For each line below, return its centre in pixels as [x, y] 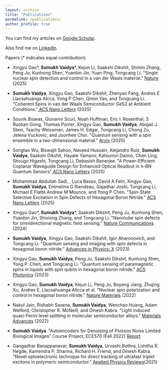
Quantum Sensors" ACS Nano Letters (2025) [59, 172]
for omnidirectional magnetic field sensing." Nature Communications [83, 223]
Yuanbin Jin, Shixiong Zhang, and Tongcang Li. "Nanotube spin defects [86, 218]
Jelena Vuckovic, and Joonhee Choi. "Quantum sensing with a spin [82, 135]
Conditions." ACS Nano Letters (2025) [52, 109]
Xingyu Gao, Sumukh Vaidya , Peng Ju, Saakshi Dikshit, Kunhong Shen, [86, 259]
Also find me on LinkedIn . [31, 48]
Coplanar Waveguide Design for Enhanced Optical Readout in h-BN [82, 166]
